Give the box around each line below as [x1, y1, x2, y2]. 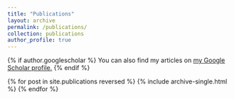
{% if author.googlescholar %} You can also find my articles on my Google [7, 56, 225, 64]
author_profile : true [7, 37, 72, 44]
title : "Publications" [7, 10, 75, 18]
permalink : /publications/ [7, 23, 87, 30]
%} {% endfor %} [7, 85, 59, 93]
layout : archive [7, 17, 55, 24]
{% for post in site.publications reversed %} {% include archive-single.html [7, 77, 228, 86]
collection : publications [7, 30, 84, 37]
